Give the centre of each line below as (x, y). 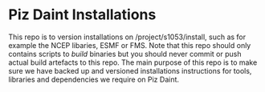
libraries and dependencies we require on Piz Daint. (94, 79)
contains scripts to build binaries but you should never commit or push (125, 54)
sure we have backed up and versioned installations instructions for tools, (130, 70)
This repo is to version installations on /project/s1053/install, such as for (127, 37)
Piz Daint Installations (82, 15)
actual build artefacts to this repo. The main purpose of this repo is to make (133, 62)
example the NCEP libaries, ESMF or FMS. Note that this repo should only (130, 45)
